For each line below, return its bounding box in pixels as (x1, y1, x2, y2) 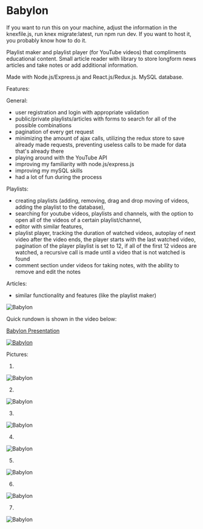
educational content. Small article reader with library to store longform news (6, 55, 196, 62)
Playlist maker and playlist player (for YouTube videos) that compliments (6, 48, 187, 55)
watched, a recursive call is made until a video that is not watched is (15, 248, 186, 256)
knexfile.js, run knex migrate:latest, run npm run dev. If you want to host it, (6, 30, 192, 37)
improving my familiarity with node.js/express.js (15, 160, 135, 167)
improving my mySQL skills (15, 167, 83, 174)
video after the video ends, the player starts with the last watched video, (15, 236, 196, 243)
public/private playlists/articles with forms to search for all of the (15, 115, 177, 122)
